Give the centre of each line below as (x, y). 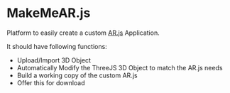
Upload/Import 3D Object (54, 60)
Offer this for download (51, 82)
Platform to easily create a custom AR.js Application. (83, 33)
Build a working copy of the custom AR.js (77, 75)
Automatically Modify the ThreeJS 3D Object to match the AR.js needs (120, 67)
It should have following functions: (57, 46)
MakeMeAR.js (49, 13)
